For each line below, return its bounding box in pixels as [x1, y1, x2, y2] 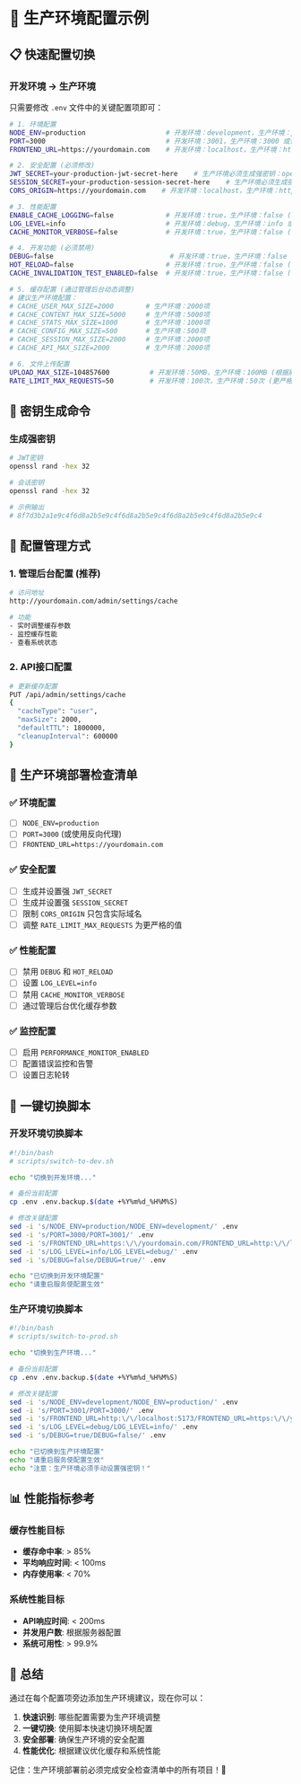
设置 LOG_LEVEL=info [21, 977, 97, 988]
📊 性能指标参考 [9, 1491, 96, 1506]
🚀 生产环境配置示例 [9, 8, 150, 29]
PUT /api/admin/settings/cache [9, 690, 126, 699]
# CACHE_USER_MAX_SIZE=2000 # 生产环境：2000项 [9, 302, 211, 311]
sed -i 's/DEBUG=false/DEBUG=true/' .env [9, 1255, 167, 1265]
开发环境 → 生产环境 [9, 80, 97, 93]
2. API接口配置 [9, 661, 73, 674]
